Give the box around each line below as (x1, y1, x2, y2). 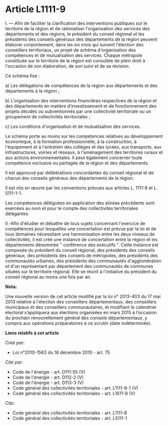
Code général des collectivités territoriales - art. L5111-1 (12, 415, 127, 421)
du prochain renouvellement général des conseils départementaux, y (5, 315, 147, 321)
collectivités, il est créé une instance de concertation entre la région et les (5, 236, 158, 242)
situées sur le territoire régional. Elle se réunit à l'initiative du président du (5, 268, 157, 274)
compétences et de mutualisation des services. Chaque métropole (5, 52, 143, 58)
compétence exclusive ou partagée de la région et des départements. (5, 160, 149, 166)
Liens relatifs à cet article (5, 330, 59, 336)
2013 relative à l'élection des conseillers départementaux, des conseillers (5, 299, 157, 305)
